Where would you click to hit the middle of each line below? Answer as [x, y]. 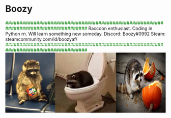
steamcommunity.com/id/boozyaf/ [41, 39]
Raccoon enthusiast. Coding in [120, 28]
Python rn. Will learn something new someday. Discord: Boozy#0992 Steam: [85, 34]
